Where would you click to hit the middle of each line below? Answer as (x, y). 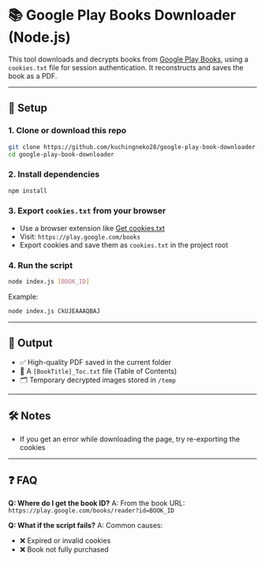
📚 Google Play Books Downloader (122, 15)
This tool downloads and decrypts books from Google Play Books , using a (128, 59)
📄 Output (30, 343)
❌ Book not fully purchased (64, 549)
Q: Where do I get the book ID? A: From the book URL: (97, 503)
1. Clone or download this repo (67, 131)
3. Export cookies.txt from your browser (87, 211)
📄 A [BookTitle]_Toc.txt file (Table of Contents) (98, 370)
